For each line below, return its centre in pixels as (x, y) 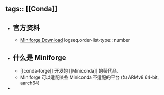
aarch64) (30, 83)
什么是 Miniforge (39, 57)
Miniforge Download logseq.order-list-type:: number (75, 40)
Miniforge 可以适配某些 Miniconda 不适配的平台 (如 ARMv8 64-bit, (90, 77)
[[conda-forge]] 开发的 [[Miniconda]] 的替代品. (69, 71)
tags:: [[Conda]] (31, 9)
